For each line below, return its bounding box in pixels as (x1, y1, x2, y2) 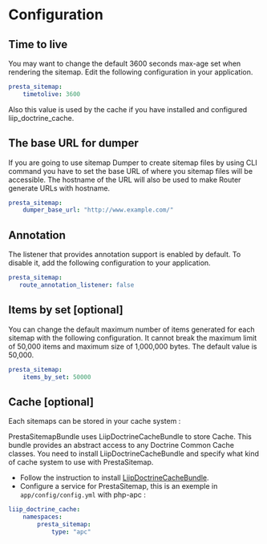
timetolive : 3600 (22, 90, 81, 98)
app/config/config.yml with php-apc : (19, 490, 146, 500)
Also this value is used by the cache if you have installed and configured (8, 104, 248, 114)
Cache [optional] (8, 395, 95, 409)
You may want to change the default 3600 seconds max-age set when (8, 58, 241, 68)
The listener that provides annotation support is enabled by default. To (8, 250, 241, 260)
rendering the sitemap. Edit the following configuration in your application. (8, 67, 253, 77)
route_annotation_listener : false (18, 281, 135, 289)
